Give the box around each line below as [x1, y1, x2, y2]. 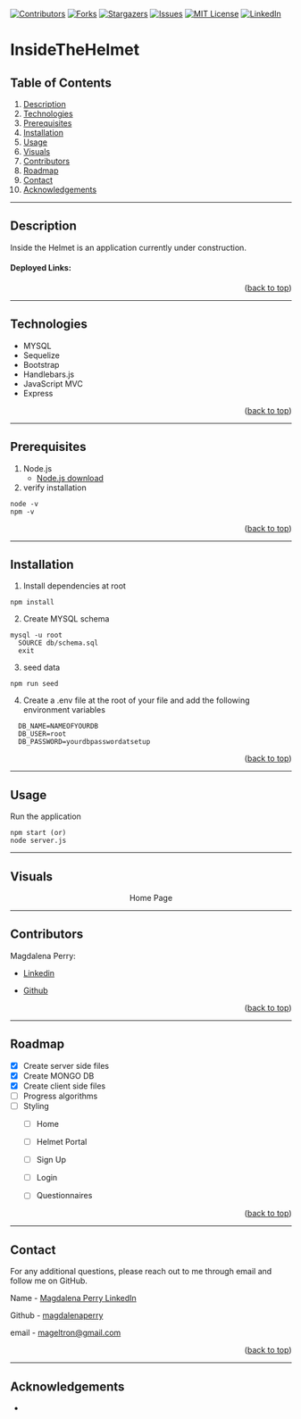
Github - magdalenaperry [10, 1310, 104, 1321]
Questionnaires [36, 1190, 93, 1201]
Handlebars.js [22, 369, 75, 380]
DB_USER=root [18, 730, 67, 739]
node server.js [10, 836, 67, 846]
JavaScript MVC [22, 378, 84, 388]
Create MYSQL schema [22, 614, 110, 624]
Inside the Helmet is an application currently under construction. [10, 242, 247, 253]
